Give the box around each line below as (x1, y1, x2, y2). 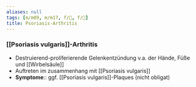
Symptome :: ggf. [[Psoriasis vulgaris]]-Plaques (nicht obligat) (15, 74, 170, 81)
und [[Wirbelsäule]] (15, 60, 65, 68)
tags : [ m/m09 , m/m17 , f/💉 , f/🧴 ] (6, 15, 88, 21)
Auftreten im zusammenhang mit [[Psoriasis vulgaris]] (15, 67, 151, 74)
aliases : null (6, 9, 43, 15)
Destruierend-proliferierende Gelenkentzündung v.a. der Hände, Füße (15, 54, 191, 61)
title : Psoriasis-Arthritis (6, 20, 78, 26)
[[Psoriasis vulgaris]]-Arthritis (6, 40, 98, 49)
